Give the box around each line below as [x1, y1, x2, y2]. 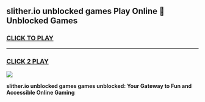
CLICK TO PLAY [6, 34, 54, 43]
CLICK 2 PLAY [6, 57, 49, 65]
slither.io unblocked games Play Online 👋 [6, 6, 165, 16]
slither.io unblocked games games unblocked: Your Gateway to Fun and [6, 82, 192, 89]
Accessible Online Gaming [6, 89, 75, 96]
